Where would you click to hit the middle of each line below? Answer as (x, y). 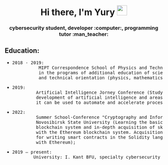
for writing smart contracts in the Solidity (93, 137)
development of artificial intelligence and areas (100, 97)
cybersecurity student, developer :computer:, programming (84, 28)
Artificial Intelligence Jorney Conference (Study (100, 92)
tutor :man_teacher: (84, 34)
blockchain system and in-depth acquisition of (95, 127)
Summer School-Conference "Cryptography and (92, 117)
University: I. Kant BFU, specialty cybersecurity (97, 157)
